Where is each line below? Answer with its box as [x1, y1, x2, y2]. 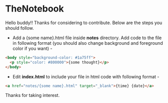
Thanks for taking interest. [5, 92, 60, 98]
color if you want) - [12, 45, 53, 51]
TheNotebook [5, 3, 64, 15]
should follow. [5, 25, 34, 31]
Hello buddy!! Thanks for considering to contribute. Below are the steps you [5, 20, 162, 26]
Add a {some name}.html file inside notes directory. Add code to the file [12, 35, 162, 41]
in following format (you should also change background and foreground [12, 40, 163, 46]
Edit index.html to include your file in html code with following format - [12, 73, 159, 79]
